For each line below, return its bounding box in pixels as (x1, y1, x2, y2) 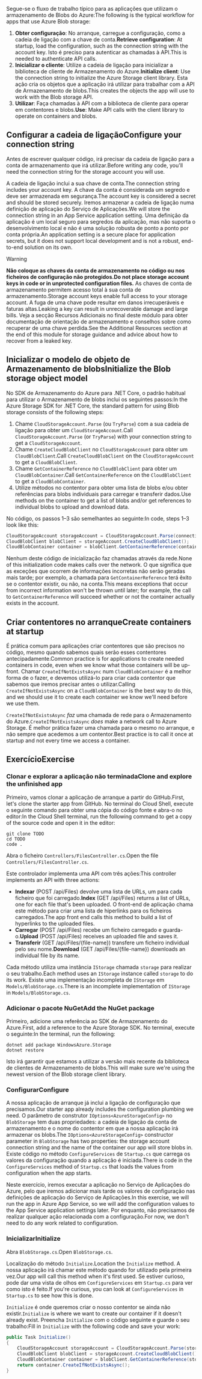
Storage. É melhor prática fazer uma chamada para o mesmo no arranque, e (6, 724, 195, 732)
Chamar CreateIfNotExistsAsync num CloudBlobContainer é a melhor (20, 668, 191, 675)
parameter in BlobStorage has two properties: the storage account (6, 1137, 170, 1145)
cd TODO (6, 836, 26, 842)
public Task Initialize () (6, 1334, 71, 1340)
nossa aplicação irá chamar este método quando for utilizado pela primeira (6, 1266, 192, 1273)
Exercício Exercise (6, 754, 75, 765)
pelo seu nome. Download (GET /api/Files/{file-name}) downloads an (14, 945, 186, 952)
